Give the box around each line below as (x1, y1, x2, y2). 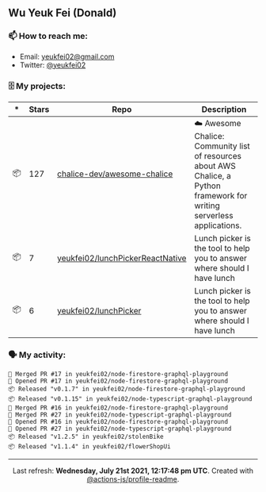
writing (193, 200, 220, 211)
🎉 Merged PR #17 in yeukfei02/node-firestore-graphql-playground (8, 371, 228, 379)
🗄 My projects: (8, 80, 66, 91)
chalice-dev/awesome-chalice (56, 168, 173, 179)
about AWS (193, 160, 236, 171)
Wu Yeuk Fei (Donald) (8, 6, 117, 20)
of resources (193, 150, 242, 161)
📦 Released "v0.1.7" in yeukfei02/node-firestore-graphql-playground (8, 385, 245, 394)
